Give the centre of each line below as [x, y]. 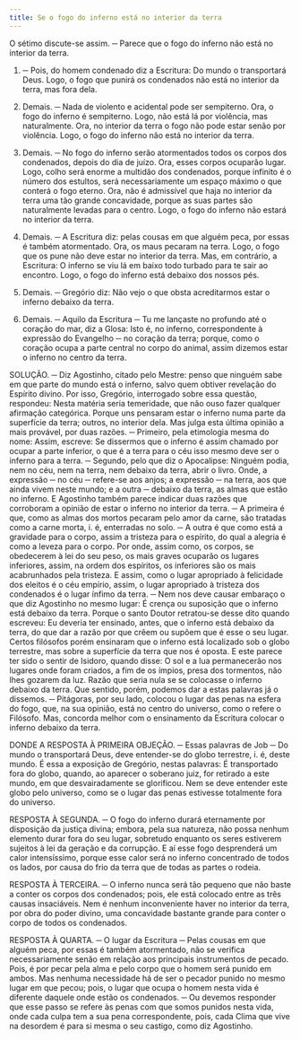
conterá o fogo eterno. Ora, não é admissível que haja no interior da [147, 190]
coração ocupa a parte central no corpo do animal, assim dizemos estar [155, 347]
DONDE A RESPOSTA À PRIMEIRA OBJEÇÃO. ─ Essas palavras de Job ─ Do [149, 745]
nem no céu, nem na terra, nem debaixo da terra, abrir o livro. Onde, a [138, 470]
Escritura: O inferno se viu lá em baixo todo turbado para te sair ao [145, 265]
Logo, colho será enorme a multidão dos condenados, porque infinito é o [157, 171]
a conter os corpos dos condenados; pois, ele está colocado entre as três [146, 894]
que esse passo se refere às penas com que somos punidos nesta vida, [141, 1007]
